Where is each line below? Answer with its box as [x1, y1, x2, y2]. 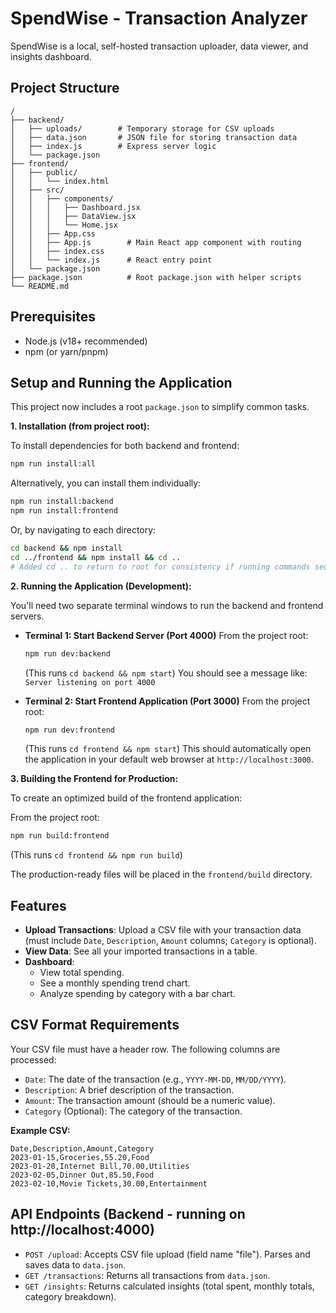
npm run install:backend [10, 497, 114, 507]
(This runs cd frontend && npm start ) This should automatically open [24, 743, 312, 755]
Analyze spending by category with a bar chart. [39, 988, 236, 1000]
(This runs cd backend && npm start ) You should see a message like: [24, 667, 308, 679]
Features [10, 897, 67, 914]
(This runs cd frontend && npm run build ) [10, 849, 183, 861]
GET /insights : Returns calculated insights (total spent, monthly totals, [24, 1280, 315, 1292]
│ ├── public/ [10, 167, 78, 177]
